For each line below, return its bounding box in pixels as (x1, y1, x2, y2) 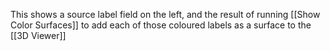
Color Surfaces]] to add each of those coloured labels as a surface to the (10, 19, 312, 31)
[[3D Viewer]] (10, 30, 67, 41)
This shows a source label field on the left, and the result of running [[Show (10, 9, 321, 20)
